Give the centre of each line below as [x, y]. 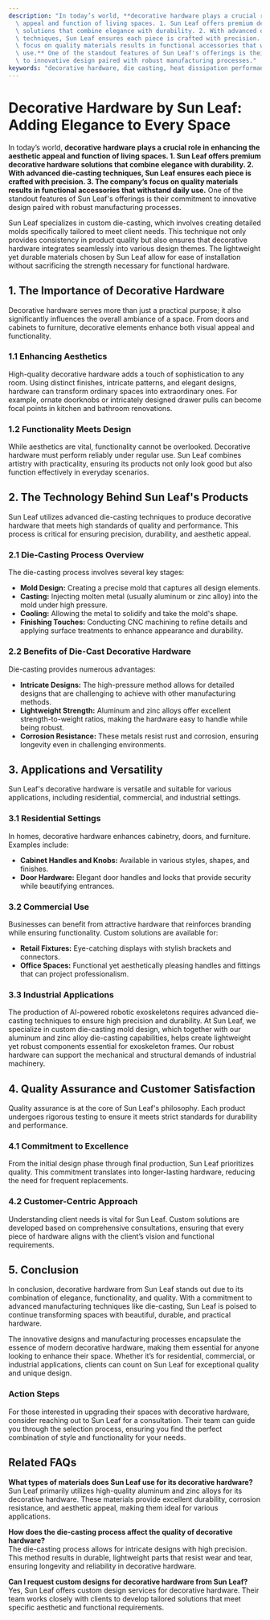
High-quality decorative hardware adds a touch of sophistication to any [126, 374]
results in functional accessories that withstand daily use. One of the [126, 190]
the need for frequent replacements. [68, 1181]
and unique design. [40, 1373]
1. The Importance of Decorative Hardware [117, 291]
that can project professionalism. [74, 973]
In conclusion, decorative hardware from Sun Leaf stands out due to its [126, 1289]
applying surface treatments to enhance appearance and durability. [131, 631]
